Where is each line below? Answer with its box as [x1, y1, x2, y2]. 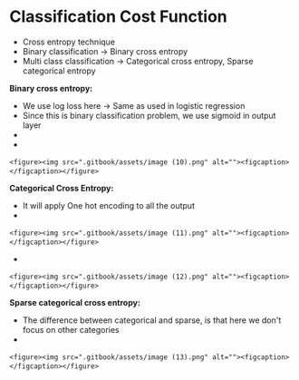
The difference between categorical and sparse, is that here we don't [22, 315, 282, 326]
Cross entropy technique [22, 36, 116, 47]
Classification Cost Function [9, 6, 228, 27]
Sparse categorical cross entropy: [9, 297, 140, 307]
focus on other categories [22, 324, 120, 335]
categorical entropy [22, 65, 97, 76]
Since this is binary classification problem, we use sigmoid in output [22, 110, 276, 121]
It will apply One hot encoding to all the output [22, 200, 195, 210]
